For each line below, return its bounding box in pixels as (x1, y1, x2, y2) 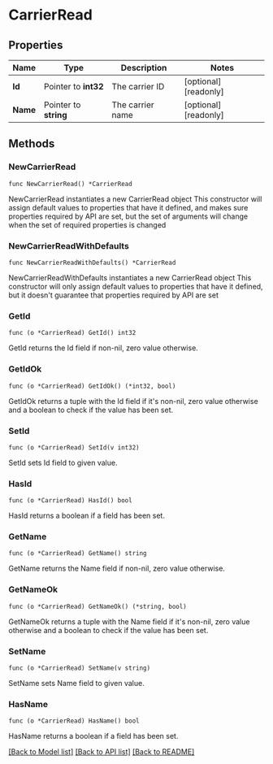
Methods (8, 137, 55, 151)
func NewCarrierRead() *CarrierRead (8, 180, 132, 188)
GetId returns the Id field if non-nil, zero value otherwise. (8, 343, 199, 353)
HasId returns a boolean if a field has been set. (8, 510, 165, 521)
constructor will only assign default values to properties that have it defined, (8, 281, 263, 291)
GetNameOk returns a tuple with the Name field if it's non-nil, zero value (8, 616, 250, 627)
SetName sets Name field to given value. (8, 679, 145, 688)
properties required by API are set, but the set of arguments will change (8, 211, 249, 221)
